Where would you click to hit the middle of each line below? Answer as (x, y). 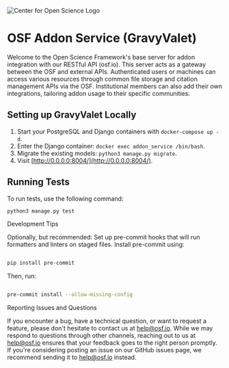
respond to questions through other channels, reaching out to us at (102, 336)
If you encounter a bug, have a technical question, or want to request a (107, 321)
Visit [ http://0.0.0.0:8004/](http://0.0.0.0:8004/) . (85, 160)
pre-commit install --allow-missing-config (70, 295)
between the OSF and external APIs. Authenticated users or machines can (111, 71)
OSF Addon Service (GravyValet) (102, 38)
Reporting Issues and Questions (52, 308)
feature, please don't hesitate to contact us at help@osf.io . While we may (110, 328)
